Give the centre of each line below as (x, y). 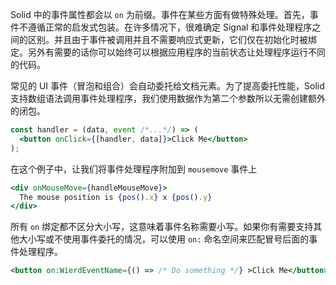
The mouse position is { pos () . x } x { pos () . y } (116, 197)
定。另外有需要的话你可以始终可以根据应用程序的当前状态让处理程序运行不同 (168, 52)
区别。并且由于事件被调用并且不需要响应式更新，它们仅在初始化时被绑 (172, 39)
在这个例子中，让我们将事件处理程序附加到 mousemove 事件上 (134, 169)
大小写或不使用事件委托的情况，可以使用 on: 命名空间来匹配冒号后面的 (164, 239)
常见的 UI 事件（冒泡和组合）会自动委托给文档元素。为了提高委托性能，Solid (167, 86)
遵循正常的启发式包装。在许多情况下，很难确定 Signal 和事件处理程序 (170, 27)
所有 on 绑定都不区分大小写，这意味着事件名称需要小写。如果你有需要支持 (162, 227)
